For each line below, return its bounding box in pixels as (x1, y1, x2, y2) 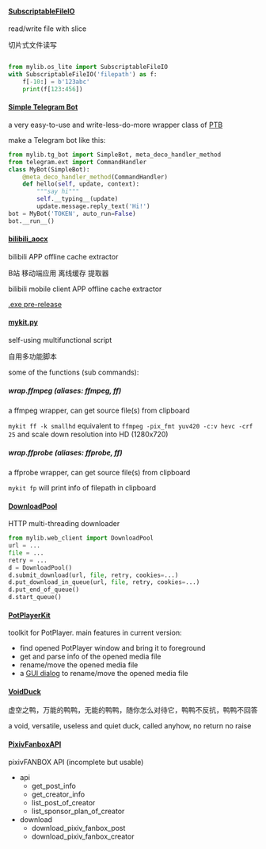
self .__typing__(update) (36, 195, 119, 203)
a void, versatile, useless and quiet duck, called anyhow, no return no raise (8, 721, 252, 731)
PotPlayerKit (8, 610, 51, 620)
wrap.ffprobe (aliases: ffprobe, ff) (8, 448, 123, 457)
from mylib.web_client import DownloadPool (8, 534, 154, 543)
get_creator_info (31, 789, 85, 799)
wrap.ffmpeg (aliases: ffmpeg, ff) (8, 386, 122, 395)
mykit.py (8, 317, 38, 327)
